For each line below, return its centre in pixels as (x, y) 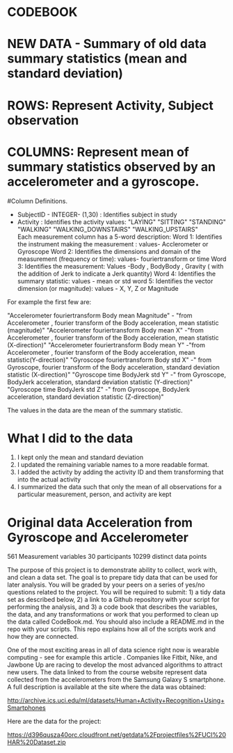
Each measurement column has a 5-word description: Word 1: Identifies (120, 237)
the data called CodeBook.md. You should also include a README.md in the (116, 622)
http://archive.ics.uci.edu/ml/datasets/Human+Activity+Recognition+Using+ (116, 701)
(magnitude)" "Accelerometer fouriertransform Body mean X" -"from (105, 330)
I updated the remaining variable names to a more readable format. (113, 465)
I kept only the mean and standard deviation (80, 457)
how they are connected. (43, 637)
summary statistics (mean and (97, 59)
